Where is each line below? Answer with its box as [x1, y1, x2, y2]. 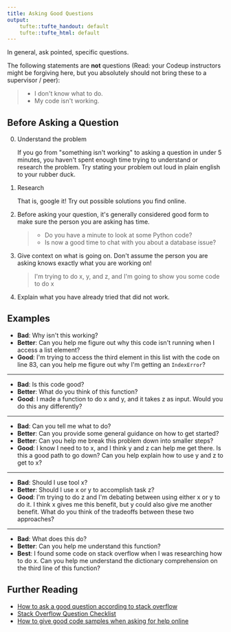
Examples [7, 313, 50, 324]
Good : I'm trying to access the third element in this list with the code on [16, 352, 220, 361]
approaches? [16, 514, 55, 523]
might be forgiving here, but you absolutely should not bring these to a [7, 69, 207, 77]
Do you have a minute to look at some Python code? [44, 231, 192, 240]
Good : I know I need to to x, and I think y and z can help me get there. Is [16, 443, 221, 452]
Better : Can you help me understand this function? [16, 542, 161, 550]
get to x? [16, 459, 43, 467]
